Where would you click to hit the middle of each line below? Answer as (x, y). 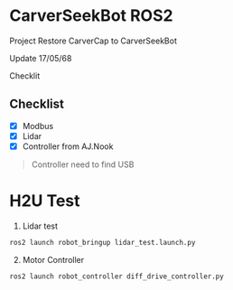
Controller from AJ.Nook (68, 146)
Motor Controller (53, 259)
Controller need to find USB (83, 164)
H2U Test (45, 201)
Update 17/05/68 (41, 58)
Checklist (37, 104)
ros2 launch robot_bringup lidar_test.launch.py (103, 242)
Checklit (25, 75)
